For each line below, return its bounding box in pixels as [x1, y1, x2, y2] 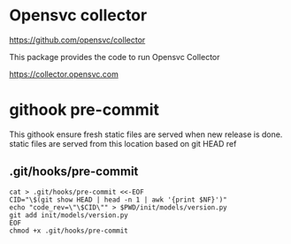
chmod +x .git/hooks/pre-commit [9, 226, 128, 235]
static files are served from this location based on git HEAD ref [9, 138, 237, 149]
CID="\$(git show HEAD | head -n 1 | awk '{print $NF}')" [9, 195, 227, 204]
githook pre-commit [9, 100, 159, 120]
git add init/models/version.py [9, 210, 128, 219]
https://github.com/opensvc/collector [9, 34, 146, 45]
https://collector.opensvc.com [9, 68, 119, 80]
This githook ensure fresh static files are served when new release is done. [9, 129, 283, 140]
